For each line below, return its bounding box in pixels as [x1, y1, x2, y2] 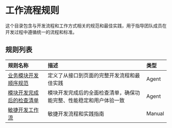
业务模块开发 [8, 72, 39, 79]
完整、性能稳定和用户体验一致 [53, 97, 125, 104]
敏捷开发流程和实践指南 [48, 110, 104, 117]
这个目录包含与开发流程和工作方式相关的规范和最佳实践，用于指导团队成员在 [5, 23, 167, 29]
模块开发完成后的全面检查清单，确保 [48, 89, 135, 96]
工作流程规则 [5, 5, 60, 16]
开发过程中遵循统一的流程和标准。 [5, 29, 77, 35]
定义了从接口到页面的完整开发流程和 [48, 72, 135, 79]
